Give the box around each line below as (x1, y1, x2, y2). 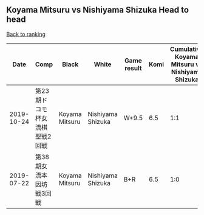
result (124, 64, 142, 72)
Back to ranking (6, 30, 46, 38)
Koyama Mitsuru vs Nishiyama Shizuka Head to (6, 5, 189, 15)
